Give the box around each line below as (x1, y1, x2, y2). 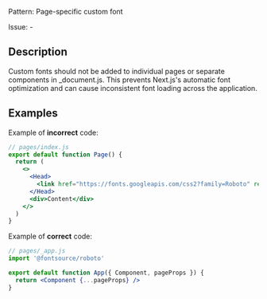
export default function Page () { (8, 151, 123, 159)
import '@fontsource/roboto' (8, 254, 105, 262)
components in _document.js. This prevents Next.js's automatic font (8, 75, 230, 85)
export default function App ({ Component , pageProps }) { (8, 269, 204, 277)
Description (8, 45, 68, 59)
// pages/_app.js (8, 247, 66, 255)
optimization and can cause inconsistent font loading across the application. (8, 83, 258, 92)
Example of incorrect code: (8, 128, 99, 137)
